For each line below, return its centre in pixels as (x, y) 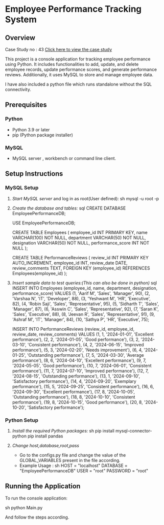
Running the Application (43, 486)
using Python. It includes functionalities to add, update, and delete (72, 64)
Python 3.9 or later (31, 129)
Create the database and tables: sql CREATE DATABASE (69, 208)
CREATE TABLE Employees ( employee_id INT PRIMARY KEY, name (80, 232)
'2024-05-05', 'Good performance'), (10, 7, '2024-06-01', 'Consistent (82, 366)
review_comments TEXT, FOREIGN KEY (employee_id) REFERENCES (81, 268)
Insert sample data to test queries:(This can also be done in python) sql (84, 283)
